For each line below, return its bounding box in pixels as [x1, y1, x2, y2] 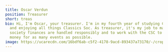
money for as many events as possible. [9, 35, 93, 40]
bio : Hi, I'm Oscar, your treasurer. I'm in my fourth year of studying [5, 21, 160, 26]
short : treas [5, 16, 32, 21]
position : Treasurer [5, 12, 48, 17]
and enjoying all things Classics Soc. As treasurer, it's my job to [9, 26, 157, 31]
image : [5, 40, 19, 45]
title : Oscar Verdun [5, 7, 48, 12]
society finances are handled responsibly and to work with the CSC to [9, 30, 162, 35]
